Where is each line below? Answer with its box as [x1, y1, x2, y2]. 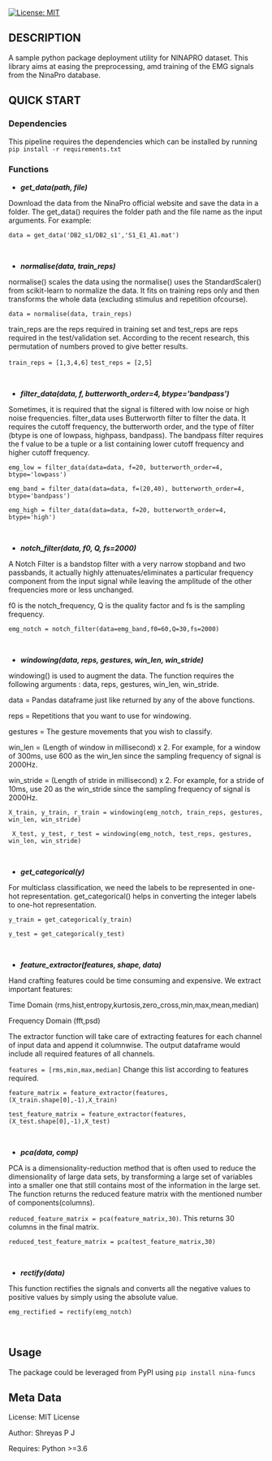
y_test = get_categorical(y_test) [8, 929, 126, 938]
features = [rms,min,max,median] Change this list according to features [8, 1064, 249, 1074]
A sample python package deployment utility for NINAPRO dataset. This [8, 53, 249, 63]
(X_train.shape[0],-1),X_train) [8, 1096, 118, 1104]
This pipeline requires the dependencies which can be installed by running [8, 137, 258, 146]
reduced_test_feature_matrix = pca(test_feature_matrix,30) [8, 1237, 217, 1246]
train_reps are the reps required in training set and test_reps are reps [8, 324, 239, 333]
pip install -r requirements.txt [8, 145, 122, 154]
